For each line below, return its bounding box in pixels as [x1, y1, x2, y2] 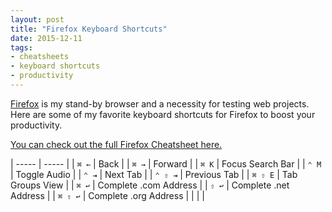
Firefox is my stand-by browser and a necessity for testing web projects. [10, 97, 310, 110]
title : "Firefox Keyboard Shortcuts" [10, 24, 168, 34]
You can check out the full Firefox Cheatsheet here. [10, 138, 223, 150]
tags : [10, 42, 33, 53]
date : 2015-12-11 [10, 33, 83, 43]
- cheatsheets [10, 52, 70, 62]
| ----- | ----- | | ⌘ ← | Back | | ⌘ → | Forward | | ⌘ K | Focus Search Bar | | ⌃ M [10, 157, 322, 170]
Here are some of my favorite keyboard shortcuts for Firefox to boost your [10, 108, 316, 120]
